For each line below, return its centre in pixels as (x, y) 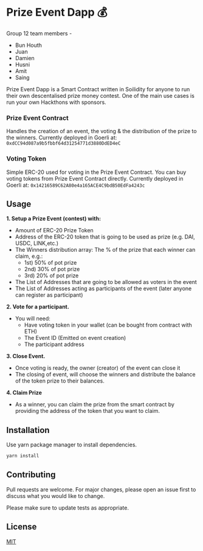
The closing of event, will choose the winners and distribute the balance (105, 375)
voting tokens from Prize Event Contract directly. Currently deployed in (95, 178)
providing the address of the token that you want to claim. (87, 411)
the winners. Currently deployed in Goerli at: (62, 137)
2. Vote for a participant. (38, 307)
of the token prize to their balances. (60, 381)
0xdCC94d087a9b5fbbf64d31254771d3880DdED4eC (64, 144)
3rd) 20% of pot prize (51, 275)
